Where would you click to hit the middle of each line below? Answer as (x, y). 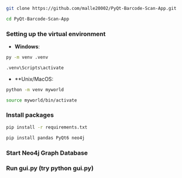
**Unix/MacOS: (34, 79)
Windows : (27, 47)
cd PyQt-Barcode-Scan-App (37, 19)
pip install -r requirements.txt (47, 127)
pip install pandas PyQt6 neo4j (45, 138)
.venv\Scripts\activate (35, 68)
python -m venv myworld (35, 90)
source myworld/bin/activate (42, 100)
